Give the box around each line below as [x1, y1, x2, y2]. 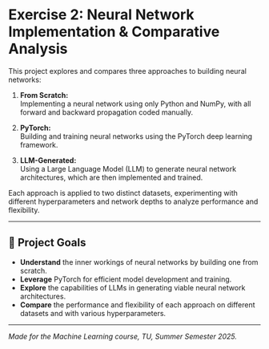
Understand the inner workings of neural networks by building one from [19, 257, 259, 266]
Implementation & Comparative [8, 22, 220, 41]
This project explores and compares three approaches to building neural [8, 66, 247, 75]
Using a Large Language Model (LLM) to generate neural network [19, 164, 237, 173]
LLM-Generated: [19, 155, 77, 165]
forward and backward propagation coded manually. [19, 107, 194, 117]
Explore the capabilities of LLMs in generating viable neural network [19, 282, 246, 292]
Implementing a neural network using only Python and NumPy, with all [19, 99, 251, 108]
